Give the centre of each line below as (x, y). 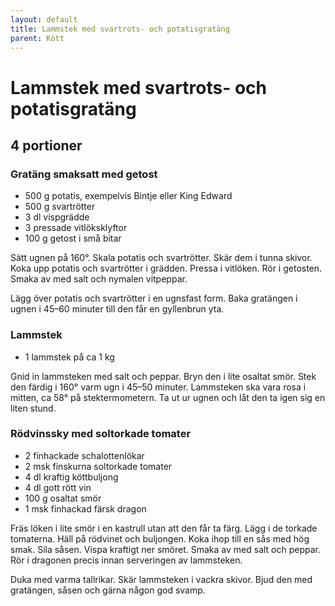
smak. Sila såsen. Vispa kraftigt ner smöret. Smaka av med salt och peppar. (166, 549)
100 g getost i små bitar (73, 238)
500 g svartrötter (60, 207)
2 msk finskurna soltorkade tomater (98, 466)
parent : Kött (37, 38)
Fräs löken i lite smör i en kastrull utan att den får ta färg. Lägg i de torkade (164, 528)
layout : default (44, 19)
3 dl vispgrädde (57, 217)
